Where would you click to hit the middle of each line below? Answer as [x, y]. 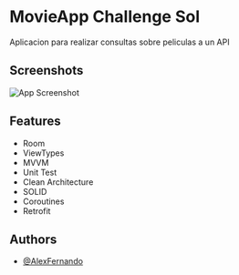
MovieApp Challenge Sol [105, 17]
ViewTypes [43, 153]
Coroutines [43, 201]
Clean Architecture [58, 182]
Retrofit [36, 210]
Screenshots [47, 71]
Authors [33, 239]
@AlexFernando [53, 261]
